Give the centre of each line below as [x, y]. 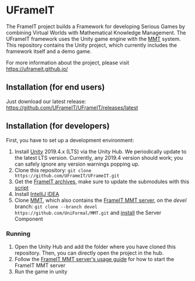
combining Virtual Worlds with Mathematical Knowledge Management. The [96, 32]
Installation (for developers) [58, 126]
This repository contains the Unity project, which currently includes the [91, 45]
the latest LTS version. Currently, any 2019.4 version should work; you [99, 157]
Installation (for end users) [55, 88]
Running [18, 234]
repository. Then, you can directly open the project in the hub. [89, 253]
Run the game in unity [41, 271]
